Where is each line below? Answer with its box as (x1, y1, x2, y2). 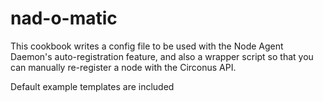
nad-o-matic (10, 7, 118, 30)
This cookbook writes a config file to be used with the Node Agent (10, 40, 284, 52)
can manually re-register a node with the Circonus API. (10, 61, 237, 73)
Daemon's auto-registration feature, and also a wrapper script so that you (10, 50, 314, 62)
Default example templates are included (10, 80, 175, 92)
